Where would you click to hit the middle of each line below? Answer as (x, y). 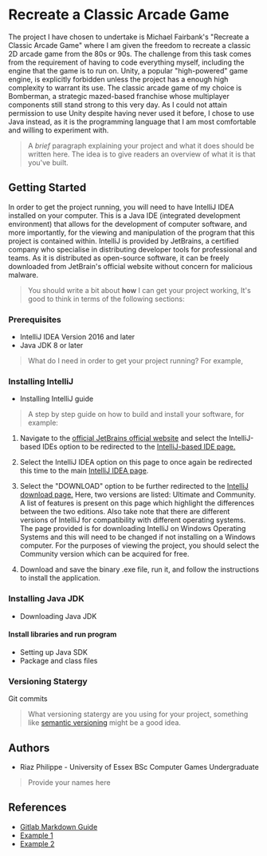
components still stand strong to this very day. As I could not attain (118, 105)
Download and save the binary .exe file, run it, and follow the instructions (139, 569)
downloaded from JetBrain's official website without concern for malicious (131, 266)
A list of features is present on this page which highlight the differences (137, 503)
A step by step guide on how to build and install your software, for (136, 414)
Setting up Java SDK (53, 652)
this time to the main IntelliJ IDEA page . (84, 471)
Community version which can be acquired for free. (104, 554)
